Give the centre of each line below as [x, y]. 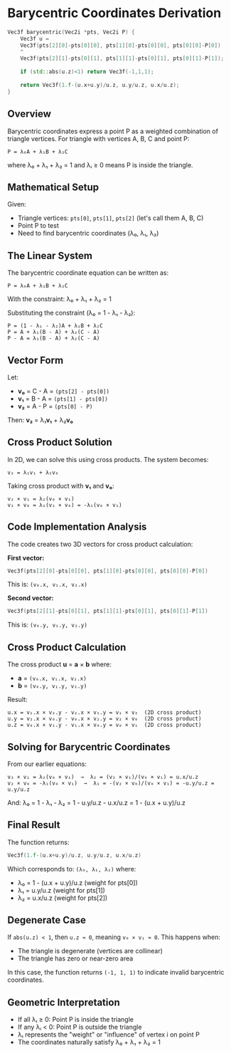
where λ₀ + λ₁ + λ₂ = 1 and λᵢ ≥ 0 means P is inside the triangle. [100, 164]
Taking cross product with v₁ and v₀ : [61, 486]
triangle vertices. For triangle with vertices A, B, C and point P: [98, 138]
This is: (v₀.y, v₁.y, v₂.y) [47, 625]
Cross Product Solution [60, 442]
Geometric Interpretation [64, 1002]
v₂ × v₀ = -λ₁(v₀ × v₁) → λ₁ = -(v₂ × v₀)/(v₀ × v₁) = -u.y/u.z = [111, 783]
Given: [17, 204]
